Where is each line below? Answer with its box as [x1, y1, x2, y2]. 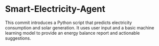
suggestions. [5, 35, 31, 41]
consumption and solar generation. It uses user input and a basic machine [5, 24, 155, 30]
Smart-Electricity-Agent [5, 3, 106, 15]
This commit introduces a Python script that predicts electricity [5, 20, 132, 25]
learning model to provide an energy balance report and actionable [5, 30, 140, 36]
